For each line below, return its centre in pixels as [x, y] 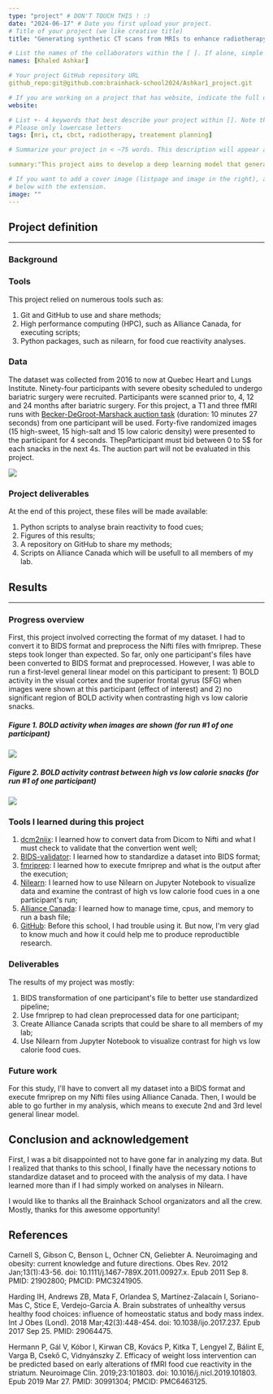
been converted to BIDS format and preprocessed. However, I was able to [132, 663]
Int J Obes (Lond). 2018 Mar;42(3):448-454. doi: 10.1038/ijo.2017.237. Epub [134, 1322]
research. [36, 943]
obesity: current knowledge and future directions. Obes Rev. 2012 [119, 1263]
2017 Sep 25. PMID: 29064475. [61, 1331]
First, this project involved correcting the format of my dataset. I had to [127, 637]
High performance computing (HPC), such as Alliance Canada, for [130, 324]
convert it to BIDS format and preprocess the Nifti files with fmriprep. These [135, 646]
